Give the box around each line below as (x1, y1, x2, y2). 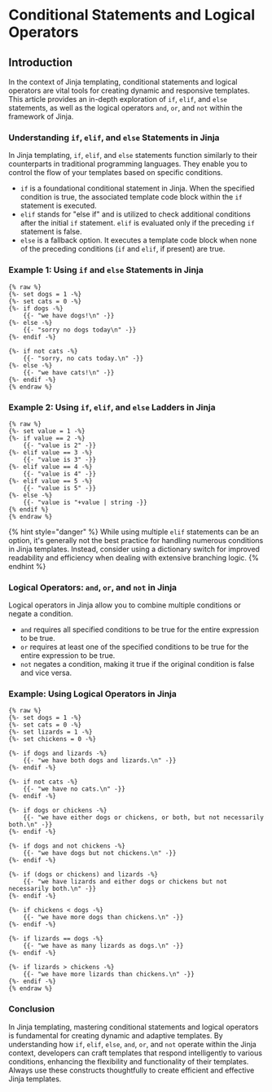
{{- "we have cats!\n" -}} (23, 368, 115, 376)
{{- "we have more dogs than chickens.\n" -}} (23, 914, 184, 922)
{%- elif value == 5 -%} (8, 476, 93, 485)
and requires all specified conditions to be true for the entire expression (20, 625, 259, 634)
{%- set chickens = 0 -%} (8, 735, 96, 743)
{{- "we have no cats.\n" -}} (23, 785, 126, 793)
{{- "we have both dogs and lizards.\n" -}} (23, 757, 177, 765)
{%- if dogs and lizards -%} (8, 749, 107, 758)
